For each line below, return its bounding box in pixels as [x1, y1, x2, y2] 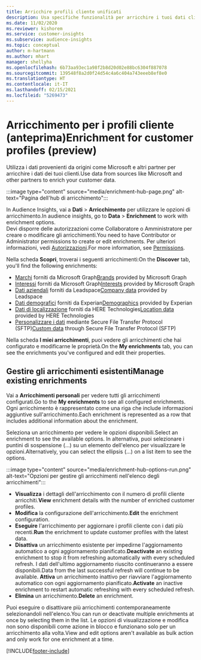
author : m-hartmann [6, 48, 55, 54]
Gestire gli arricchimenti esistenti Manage [6, 366, 165, 376]
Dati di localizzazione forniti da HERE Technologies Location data [14, 305, 175, 312]
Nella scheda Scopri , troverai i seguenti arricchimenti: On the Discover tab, [6, 255, 190, 263]
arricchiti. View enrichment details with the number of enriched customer [14, 496, 195, 504]
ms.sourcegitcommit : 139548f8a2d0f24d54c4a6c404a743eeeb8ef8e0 [6, 70, 167, 76]
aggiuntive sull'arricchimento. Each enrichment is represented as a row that [6, 411, 191, 418]
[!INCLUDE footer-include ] [6, 647, 70, 654]
